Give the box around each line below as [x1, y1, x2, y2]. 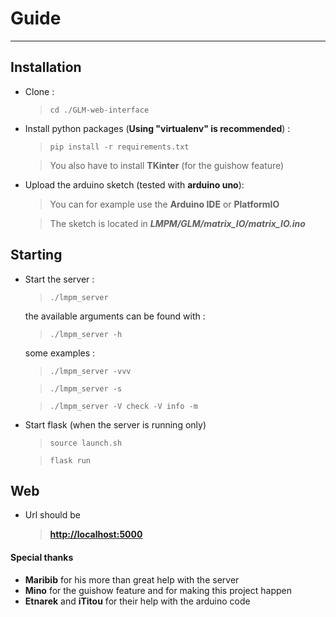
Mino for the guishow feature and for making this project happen [24, 584, 292, 596]
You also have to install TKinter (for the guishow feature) [49, 159, 285, 171]
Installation [10, 59, 82, 76]
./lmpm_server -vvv [49, 366, 132, 376]
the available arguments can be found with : [24, 310, 206, 322]
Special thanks [10, 551, 74, 563]
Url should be [24, 509, 82, 521]
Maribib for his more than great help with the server [24, 573, 240, 586]
